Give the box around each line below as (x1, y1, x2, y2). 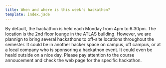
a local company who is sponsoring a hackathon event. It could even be (5, 47, 153, 53)
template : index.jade (5, 12, 50, 17)
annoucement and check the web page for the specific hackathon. (5, 57, 142, 63)
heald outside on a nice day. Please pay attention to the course (5, 52, 135, 58)
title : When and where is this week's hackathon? (5, 7, 111, 12)
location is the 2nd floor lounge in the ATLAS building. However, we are (5, 31, 152, 37)
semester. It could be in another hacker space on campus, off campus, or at (5, 41, 161, 47)
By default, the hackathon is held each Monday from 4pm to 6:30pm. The (5, 25, 156, 31)
